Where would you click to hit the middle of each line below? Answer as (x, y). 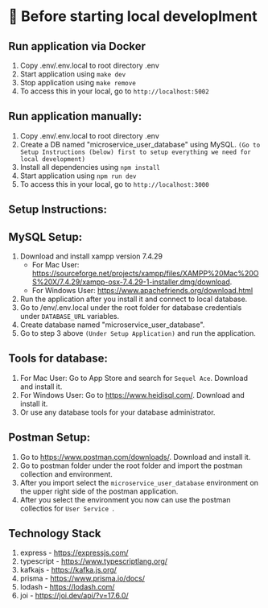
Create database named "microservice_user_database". (112, 325)
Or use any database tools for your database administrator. (118, 412)
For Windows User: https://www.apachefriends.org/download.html (142, 291)
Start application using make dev (73, 74)
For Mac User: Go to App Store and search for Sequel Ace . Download (134, 378)
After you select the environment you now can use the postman (125, 499)
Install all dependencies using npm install (90, 167)
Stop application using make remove (78, 83)
